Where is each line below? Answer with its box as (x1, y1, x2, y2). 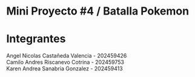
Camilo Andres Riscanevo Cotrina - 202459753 (6, 59, 125, 66)
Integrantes (6, 32, 66, 46)
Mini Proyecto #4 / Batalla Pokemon (6, 4, 190, 18)
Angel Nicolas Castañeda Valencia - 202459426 (6, 52, 127, 59)
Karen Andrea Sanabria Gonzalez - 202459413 (6, 65, 123, 72)
